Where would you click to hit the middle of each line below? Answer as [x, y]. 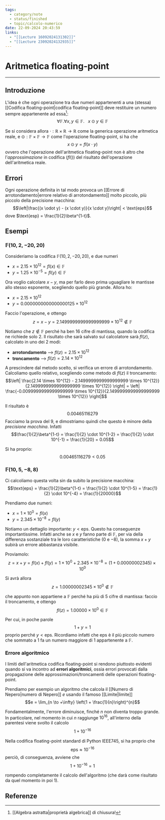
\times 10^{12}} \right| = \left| [111, 386]
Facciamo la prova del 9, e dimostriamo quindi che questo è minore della [79, 422]
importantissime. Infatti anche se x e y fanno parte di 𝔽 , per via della [74, 534]
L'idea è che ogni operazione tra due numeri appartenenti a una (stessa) [78, 102]
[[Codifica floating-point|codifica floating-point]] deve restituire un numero [81, 107]
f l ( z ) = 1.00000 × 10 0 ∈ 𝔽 [82, 609]
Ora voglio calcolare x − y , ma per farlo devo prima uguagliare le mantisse [80, 282]
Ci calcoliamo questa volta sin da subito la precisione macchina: [70, 480]
